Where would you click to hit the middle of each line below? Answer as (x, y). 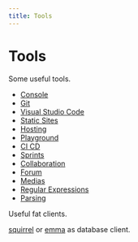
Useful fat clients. (38, 214)
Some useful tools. (40, 79)
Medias (32, 180)
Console (34, 94)
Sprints (32, 154)
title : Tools (30, 16)
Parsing (33, 198)
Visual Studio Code (52, 111)
